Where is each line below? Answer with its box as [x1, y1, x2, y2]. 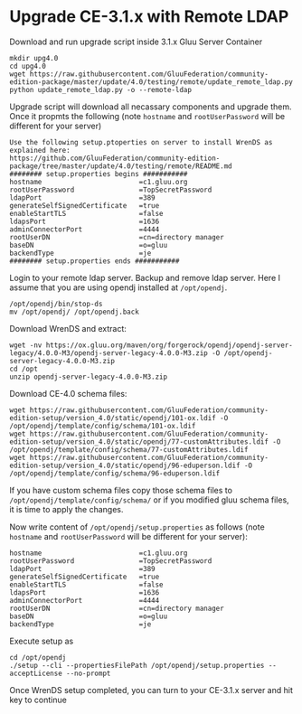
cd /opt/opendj [9, 653, 67, 662]
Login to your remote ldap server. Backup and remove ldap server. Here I [9, 272, 281, 283]
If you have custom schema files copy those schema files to [9, 484, 233, 495]
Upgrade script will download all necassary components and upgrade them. [9, 101, 292, 112]
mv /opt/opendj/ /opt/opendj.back [9, 307, 140, 316]
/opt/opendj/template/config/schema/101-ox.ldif [9, 421, 196, 430]
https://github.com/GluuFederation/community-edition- [9, 154, 221, 163]
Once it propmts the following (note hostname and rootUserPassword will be [9, 110, 286, 121]
